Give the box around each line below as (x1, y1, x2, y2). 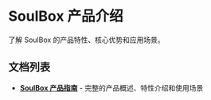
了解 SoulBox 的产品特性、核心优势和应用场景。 (8, 35, 165, 44)
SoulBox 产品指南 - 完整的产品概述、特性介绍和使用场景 (19, 83, 204, 92)
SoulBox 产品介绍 (8, 7, 123, 25)
